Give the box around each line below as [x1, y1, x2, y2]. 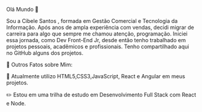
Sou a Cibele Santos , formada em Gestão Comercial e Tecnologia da [6, 17, 178, 24]
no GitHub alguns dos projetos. [6, 49, 84, 57]
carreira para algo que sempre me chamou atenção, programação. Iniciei [6, 30, 188, 37]
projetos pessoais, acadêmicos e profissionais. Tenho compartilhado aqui [6, 43, 189, 50]
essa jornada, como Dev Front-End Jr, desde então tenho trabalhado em [6, 37, 186, 43]
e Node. [6, 100, 26, 107]
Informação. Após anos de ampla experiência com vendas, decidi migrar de [6, 24, 194, 31]
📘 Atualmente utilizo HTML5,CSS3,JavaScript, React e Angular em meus [6, 73, 186, 79]
